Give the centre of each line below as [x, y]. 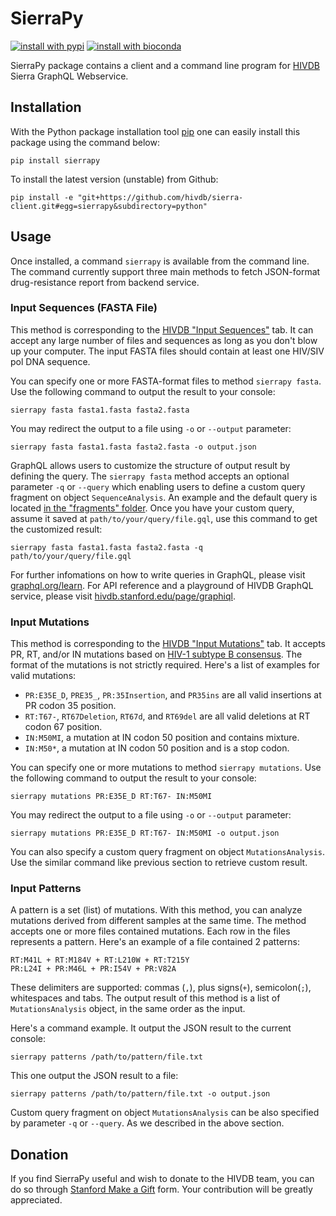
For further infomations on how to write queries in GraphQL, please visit [158, 574]
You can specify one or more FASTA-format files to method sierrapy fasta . [166, 381]
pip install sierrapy [55, 160]
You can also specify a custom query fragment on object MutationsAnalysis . [168, 852]
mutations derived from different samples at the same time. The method [158, 921]
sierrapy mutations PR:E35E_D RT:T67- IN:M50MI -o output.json [145, 833]
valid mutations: [43, 676]
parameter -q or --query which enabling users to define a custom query [158, 486]
